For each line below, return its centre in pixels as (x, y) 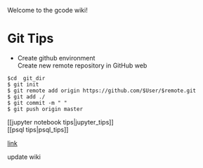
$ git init (23, 84)
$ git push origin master (45, 109)
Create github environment (56, 58)
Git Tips (31, 39)
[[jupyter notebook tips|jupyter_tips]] (60, 122)
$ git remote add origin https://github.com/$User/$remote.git (102, 91)
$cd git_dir (26, 78)
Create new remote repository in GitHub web (82, 65)
